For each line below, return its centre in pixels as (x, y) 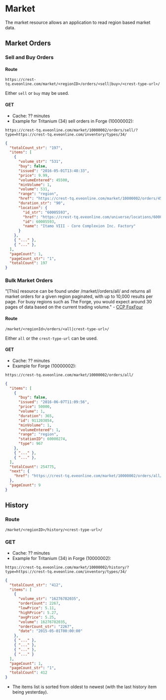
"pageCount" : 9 (25, 485)
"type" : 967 (30, 444)
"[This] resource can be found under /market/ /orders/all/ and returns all (78, 291)
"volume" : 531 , (34, 189)
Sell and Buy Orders (29, 58)
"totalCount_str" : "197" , (36, 148)
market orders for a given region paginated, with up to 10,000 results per (79, 296)
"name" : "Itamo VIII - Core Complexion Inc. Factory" (79, 226)
